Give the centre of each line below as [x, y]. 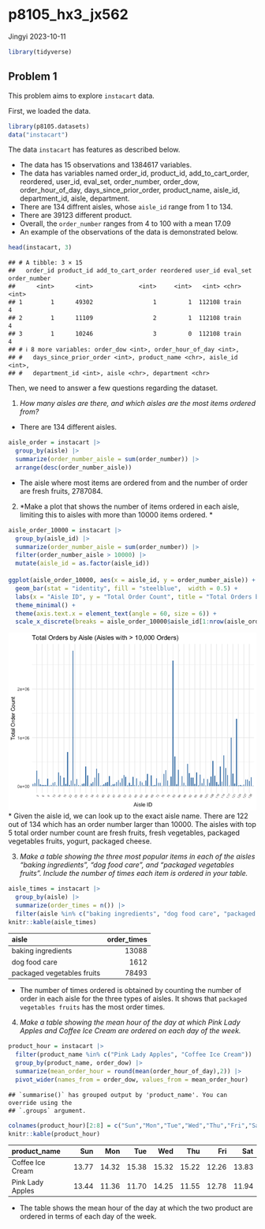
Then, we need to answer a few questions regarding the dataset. [113, 388]
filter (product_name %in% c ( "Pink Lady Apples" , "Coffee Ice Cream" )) [134, 1055]
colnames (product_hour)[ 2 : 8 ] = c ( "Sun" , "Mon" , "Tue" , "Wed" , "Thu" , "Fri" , [129, 1126]
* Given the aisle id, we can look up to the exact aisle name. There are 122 [128, 816]
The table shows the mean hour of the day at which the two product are [136, 1208]
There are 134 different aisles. [68, 427]
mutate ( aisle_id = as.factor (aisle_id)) [82, 564]
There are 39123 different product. [76, 216]
